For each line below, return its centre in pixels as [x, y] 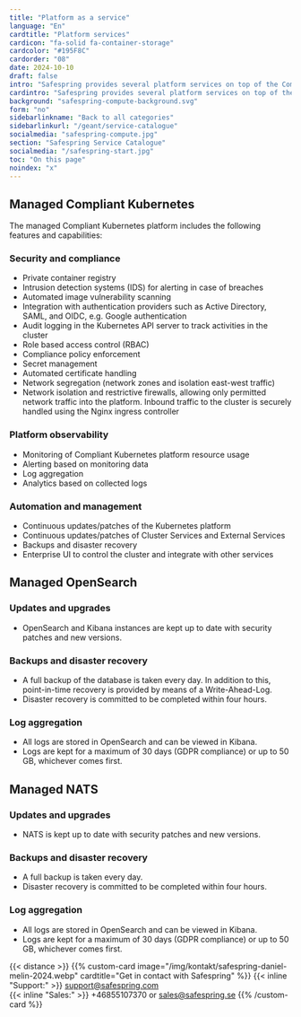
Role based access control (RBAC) [86, 345]
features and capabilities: [56, 235]
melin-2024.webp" [44, 976]
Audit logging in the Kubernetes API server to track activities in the [145, 326]
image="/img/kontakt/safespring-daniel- [212, 966]
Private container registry [69, 278]
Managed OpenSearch [73, 583]
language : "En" [38, 26]
